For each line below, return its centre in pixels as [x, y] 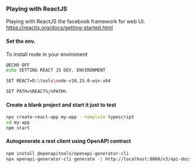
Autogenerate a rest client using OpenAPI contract [69, 141]
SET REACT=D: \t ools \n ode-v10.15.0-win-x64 [58, 81]
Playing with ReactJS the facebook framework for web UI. [76, 22]
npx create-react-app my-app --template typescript [70, 117]
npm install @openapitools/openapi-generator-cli [68, 154]
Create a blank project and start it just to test [61, 105]
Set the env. [21, 41]
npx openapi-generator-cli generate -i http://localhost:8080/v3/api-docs [99, 159]
